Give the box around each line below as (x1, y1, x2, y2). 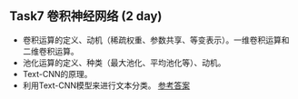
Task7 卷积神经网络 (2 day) (9, 8, 163, 25)
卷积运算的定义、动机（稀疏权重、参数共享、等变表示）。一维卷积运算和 (22, 35, 290, 45)
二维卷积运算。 (22, 45, 79, 56)
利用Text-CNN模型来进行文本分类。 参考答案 (22, 80, 191, 91)
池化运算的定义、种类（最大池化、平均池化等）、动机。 (22, 57, 226, 68)
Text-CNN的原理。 (22, 68, 93, 79)
